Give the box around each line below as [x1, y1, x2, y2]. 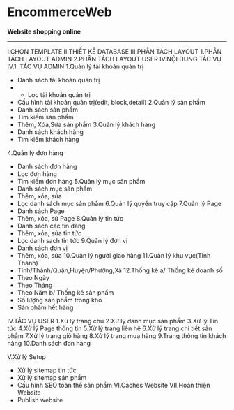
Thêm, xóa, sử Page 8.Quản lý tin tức [17, 214, 124, 222]
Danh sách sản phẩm [17, 105, 79, 114]
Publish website [17, 395, 63, 404]
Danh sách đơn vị [17, 244, 68, 252]
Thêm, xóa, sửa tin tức [17, 228, 82, 237]
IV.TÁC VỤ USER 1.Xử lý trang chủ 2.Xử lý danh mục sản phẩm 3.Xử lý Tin [7, 316, 219, 325]
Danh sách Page [17, 207, 65, 215]
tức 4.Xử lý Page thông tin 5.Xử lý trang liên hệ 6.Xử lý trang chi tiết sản [7, 324, 212, 332]
